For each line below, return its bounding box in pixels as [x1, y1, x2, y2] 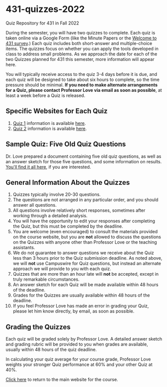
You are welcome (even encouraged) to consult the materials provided [12, 229, 158, 235]
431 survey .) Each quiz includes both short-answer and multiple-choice [5, 40, 153, 46]
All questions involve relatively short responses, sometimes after [12, 207, 146, 213]
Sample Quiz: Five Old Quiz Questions [5, 140, 126, 148]
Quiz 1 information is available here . [12, 120, 86, 126]
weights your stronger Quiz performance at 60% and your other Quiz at [5, 362, 153, 368]
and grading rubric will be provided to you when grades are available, [5, 341, 149, 348]
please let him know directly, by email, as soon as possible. [12, 308, 135, 314]
